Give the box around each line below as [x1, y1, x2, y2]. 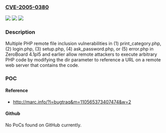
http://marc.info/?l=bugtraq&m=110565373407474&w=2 [12, 99, 132, 105]
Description [5, 29, 35, 36]
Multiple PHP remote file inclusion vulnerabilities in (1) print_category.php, [5, 40, 162, 47]
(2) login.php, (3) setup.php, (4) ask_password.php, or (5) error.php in [5, 46, 154, 52]
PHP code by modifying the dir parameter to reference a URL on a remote [5, 56, 161, 62]
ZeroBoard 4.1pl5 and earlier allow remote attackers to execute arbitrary [5, 51, 158, 57]
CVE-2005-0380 [5, 4, 49, 11]
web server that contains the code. [5, 62, 80, 68]
